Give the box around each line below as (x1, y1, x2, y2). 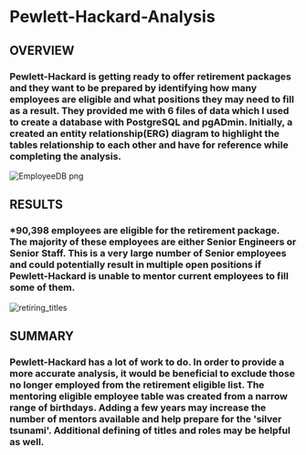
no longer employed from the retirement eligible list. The (9, 378, 265, 391)
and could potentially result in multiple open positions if (9, 258, 262, 271)
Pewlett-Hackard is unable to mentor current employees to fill (9, 270, 290, 283)
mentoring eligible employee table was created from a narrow (9, 389, 288, 402)
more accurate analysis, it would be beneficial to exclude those (9, 367, 295, 379)
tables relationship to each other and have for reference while (9, 139, 290, 151)
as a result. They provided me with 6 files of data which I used (9, 104, 290, 117)
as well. (9, 435, 45, 448)
